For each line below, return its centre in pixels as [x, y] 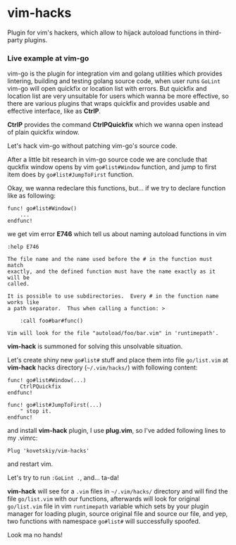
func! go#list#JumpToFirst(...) [55, 405]
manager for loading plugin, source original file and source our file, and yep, [118, 514]
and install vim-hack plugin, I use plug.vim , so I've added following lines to [117, 431]
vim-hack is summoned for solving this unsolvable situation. [95, 346]
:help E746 [23, 247]
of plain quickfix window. [43, 133]
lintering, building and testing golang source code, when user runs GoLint [114, 81]
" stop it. [36, 411]
